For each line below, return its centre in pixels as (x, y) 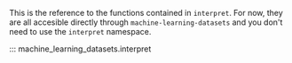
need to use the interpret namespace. (80, 31)
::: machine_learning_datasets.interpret (80, 49)
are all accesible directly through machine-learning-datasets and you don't (146, 22)
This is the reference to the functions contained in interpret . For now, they (146, 13)
